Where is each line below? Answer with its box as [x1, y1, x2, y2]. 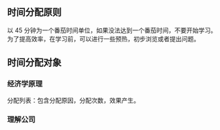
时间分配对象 [7, 57, 62, 69]
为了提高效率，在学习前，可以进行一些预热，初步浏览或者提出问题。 [7, 34, 200, 43]
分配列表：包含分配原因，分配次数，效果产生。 [7, 96, 140, 105]
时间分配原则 [7, 6, 62, 19]
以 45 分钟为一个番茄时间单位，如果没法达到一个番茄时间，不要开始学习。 [7, 26, 217, 34]
